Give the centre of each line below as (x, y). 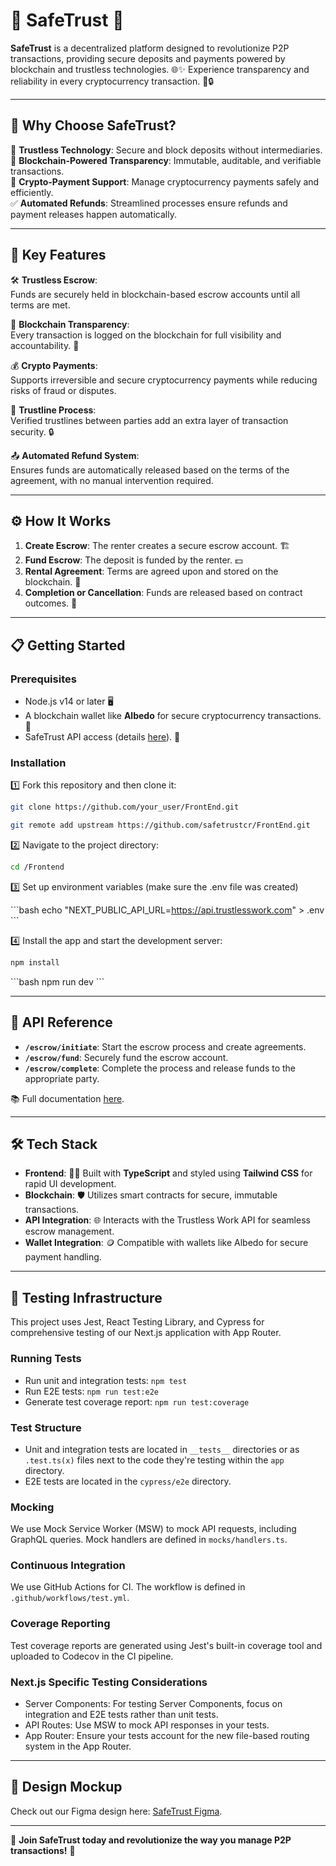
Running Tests (46, 1359)
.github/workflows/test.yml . (70, 1598)
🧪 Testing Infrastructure (86, 1297)
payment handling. (63, 1257)
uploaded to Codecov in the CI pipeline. (92, 1656)
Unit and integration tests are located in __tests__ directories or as (162, 1449)
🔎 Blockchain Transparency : (70, 324)
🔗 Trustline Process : (53, 410)
